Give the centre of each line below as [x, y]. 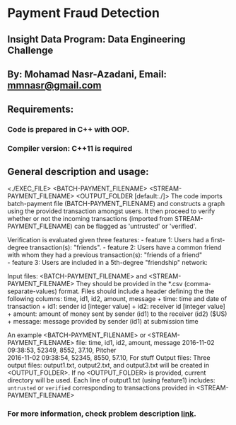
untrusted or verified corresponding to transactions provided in [101, 388]
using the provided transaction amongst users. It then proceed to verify [111, 211]
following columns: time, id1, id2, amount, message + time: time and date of [117, 299]
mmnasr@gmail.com [54, 85]
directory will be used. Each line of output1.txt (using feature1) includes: [111, 380]
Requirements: [41, 109]
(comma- [197, 284]
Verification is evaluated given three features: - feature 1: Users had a [108, 240]
